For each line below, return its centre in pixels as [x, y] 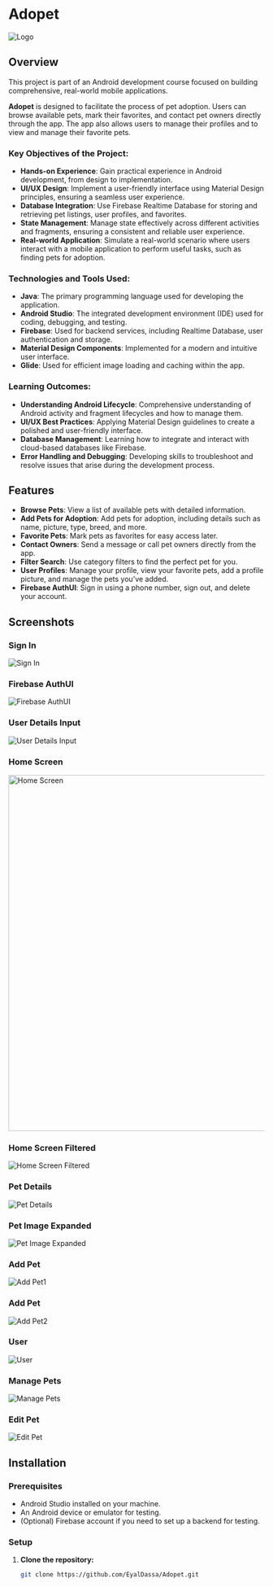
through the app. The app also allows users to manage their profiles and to [133, 124]
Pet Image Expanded [50, 1226]
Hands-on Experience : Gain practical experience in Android [121, 171]
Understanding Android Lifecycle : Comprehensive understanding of [136, 404]
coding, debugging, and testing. [74, 322]
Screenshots [41, 622]
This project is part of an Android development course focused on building [133, 81]
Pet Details [30, 1187]
